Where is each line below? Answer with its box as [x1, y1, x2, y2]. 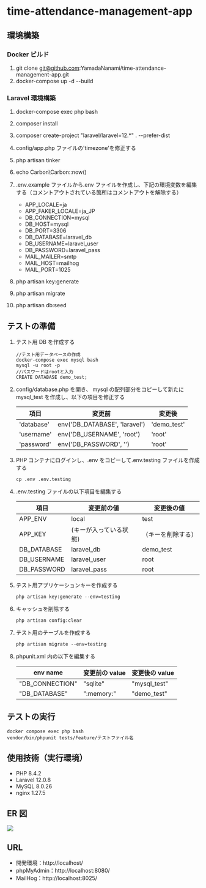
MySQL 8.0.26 [15, 782, 53, 790]
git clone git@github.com [15, 64, 79, 72]
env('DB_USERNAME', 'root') [57, 430, 141, 438]
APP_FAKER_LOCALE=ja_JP [24, 207, 95, 215]
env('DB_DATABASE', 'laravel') [57, 420, 145, 428]
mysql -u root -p [15, 362, 61, 368]
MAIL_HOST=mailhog [24, 259, 79, 267]
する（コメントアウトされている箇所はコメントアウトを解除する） [15, 188, 182, 196]
